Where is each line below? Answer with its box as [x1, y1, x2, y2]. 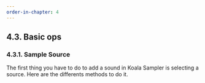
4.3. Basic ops [6, 32, 62, 42]
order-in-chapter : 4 [6, 9, 60, 15]
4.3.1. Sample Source [6, 50, 71, 58]
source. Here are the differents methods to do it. [6, 71, 128, 78]
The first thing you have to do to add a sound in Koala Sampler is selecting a [6, 64, 199, 71]
